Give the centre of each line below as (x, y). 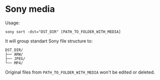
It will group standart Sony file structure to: (49, 41)
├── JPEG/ (15, 59)
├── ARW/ (14, 54)
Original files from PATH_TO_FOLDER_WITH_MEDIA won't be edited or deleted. (80, 72)
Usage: (12, 23)
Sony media (30, 9)
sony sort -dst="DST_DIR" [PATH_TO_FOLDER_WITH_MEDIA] (63, 32)
